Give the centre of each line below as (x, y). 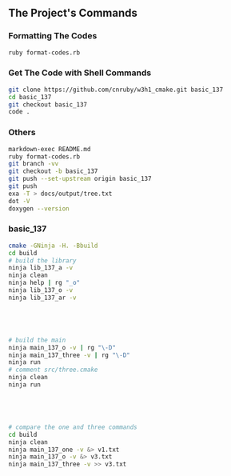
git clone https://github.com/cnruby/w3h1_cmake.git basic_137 (116, 90)
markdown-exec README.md (50, 149)
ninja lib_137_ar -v (43, 298)
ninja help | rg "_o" (44, 283)
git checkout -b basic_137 (53, 171)
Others (22, 133)
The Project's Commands (73, 13)
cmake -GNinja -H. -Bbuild (53, 246)
